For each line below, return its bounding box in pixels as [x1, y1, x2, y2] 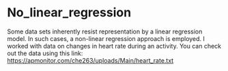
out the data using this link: [7, 49, 83, 57]
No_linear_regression [7, 5, 132, 20]
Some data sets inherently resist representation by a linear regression [7, 27, 203, 35]
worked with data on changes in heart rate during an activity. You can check [7, 42, 222, 50]
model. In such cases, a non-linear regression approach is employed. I [7, 34, 205, 42]
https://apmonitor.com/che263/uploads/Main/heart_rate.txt [7, 56, 174, 64]
